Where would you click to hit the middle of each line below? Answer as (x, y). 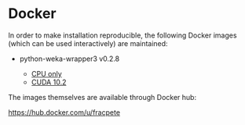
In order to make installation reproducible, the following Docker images (122, 35)
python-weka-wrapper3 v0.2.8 (69, 59)
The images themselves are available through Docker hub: (102, 97)
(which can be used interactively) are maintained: (88, 43)
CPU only (47, 73)
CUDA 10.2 (49, 82)
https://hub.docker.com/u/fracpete (64, 112)
